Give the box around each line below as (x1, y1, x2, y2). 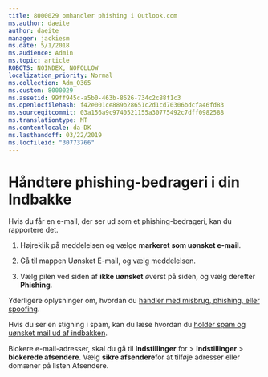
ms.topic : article (8, 57, 70, 65)
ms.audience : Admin (8, 49, 74, 57)
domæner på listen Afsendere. (8, 361, 109, 371)
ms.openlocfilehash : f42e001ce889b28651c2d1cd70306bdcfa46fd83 (8, 101, 225, 109)
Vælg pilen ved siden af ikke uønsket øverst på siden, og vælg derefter (19, 272, 255, 282)
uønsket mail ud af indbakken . (8, 328, 108, 338)
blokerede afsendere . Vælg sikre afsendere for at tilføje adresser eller (8, 352, 241, 362)
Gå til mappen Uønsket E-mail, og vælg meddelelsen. (19, 256, 197, 266)
